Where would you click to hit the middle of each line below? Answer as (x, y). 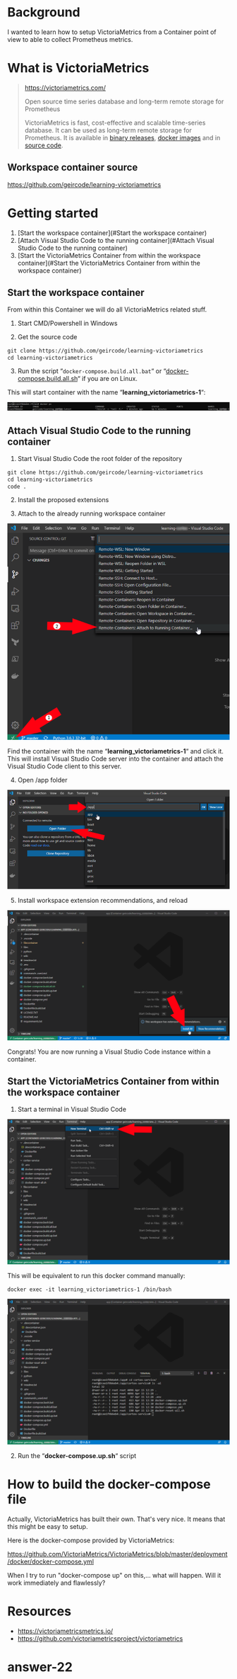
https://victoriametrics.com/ (65, 87)
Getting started (53, 213)
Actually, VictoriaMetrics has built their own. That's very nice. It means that (116, 1519)
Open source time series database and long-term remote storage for (124, 101)
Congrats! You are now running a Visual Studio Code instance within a (109, 1052)
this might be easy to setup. (48, 1526)
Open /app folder (42, 780)
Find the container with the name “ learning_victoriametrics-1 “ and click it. (116, 751)
